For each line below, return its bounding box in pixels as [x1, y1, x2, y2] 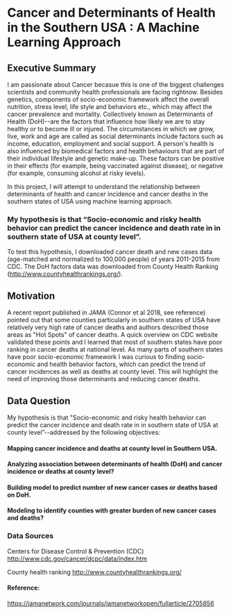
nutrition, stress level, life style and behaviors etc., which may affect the [7, 103, 213, 110]
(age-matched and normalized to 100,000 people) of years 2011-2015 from [7, 255, 221, 263]
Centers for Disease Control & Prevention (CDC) [7, 547, 144, 555]
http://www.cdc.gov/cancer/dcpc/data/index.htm [7, 554, 148, 563]
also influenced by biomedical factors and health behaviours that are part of [7, 147, 225, 155]
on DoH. [7, 490, 31, 499]
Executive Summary [7, 62, 96, 74]
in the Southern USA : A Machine [7, 19, 200, 35]
